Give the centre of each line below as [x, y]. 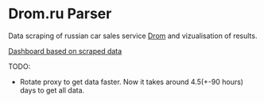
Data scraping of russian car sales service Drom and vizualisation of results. [133, 36]
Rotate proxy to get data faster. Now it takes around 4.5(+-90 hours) [132, 82]
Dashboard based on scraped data [65, 51]
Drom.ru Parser [60, 14]
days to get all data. [52, 90]
